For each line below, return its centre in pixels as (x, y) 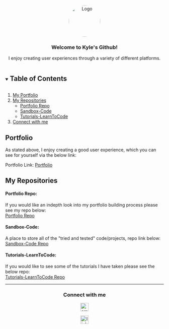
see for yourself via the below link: (41, 155)
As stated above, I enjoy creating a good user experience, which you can (81, 150)
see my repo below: (26, 210)
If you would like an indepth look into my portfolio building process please (81, 205)
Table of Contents (38, 78)
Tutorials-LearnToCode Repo (35, 277)
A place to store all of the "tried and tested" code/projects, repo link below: (83, 238)
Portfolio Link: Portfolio (29, 165)
